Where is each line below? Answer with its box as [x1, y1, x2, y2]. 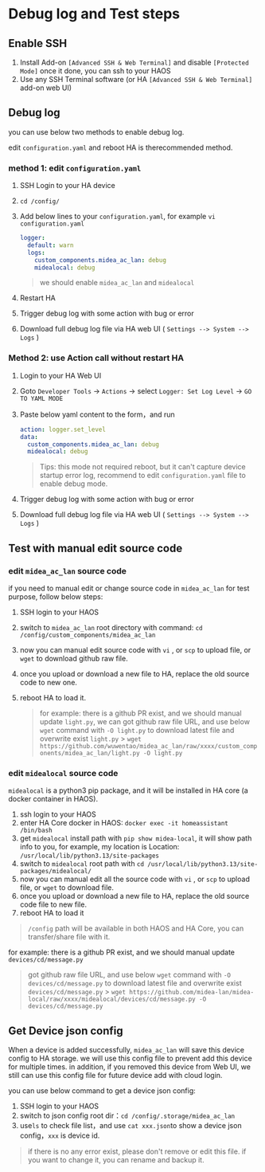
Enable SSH [8, 37, 68, 50]
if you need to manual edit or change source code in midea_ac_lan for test [8, 583, 250, 593]
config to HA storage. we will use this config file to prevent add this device [8, 1053, 252, 1064]
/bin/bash [19, 826, 53, 835]
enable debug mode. [39, 479, 108, 488]
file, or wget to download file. [19, 883, 114, 892]
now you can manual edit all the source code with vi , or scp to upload [19, 874, 251, 884]
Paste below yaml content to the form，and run [19, 410, 175, 419]
